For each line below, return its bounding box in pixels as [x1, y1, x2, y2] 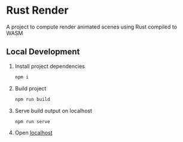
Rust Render [6, 4, 69, 17]
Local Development [6, 47, 80, 57]
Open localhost [14, 129, 53, 137]
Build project [14, 84, 47, 92]
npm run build [14, 96, 50, 102]
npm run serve [14, 118, 50, 125]
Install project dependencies [14, 62, 86, 70]
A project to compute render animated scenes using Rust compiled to [6, 23, 178, 30]
